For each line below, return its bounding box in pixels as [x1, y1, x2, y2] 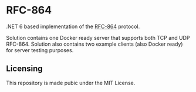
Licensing [6, 64, 43, 74]
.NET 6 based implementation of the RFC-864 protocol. [6, 23, 140, 30]
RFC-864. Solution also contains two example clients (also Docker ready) [6, 40, 183, 47]
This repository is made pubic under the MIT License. [6, 79, 136, 86]
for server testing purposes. [6, 46, 74, 53]
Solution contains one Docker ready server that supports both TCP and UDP [6, 34, 190, 41]
